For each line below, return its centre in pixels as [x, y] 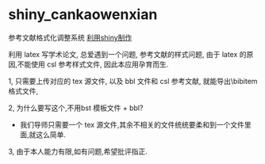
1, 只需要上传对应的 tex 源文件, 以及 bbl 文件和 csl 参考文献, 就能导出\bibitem [133, 81]
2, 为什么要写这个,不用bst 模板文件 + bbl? [76, 108]
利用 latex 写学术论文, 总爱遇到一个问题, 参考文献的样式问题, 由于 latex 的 [128, 54]
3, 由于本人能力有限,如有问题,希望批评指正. [78, 151]
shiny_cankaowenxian [83, 15]
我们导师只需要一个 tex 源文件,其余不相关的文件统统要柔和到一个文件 [132, 124]
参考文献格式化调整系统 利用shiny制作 [70, 37]
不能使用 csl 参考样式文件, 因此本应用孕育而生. [93, 64]
